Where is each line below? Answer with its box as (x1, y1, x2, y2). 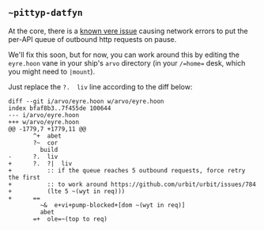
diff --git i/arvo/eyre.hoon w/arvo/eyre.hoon (8, 97, 164, 105)
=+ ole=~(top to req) (32, 214, 108, 223)
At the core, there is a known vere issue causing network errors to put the (8, 26, 248, 36)
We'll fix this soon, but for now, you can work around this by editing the (8, 50, 239, 59)
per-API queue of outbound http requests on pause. (8, 34, 177, 44)
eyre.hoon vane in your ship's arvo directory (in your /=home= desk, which (8, 58, 246, 67)
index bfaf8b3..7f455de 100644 (8, 104, 111, 112)
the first (8, 173, 41, 181)
